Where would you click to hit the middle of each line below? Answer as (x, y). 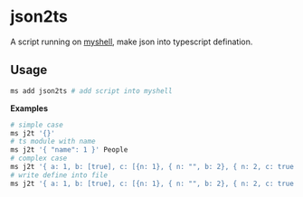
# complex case (39, 159)
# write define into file (59, 175)
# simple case (37, 125)
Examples (29, 108)
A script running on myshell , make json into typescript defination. (132, 42)
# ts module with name (53, 142)
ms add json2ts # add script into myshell (91, 91)
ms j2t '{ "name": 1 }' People (69, 150)
